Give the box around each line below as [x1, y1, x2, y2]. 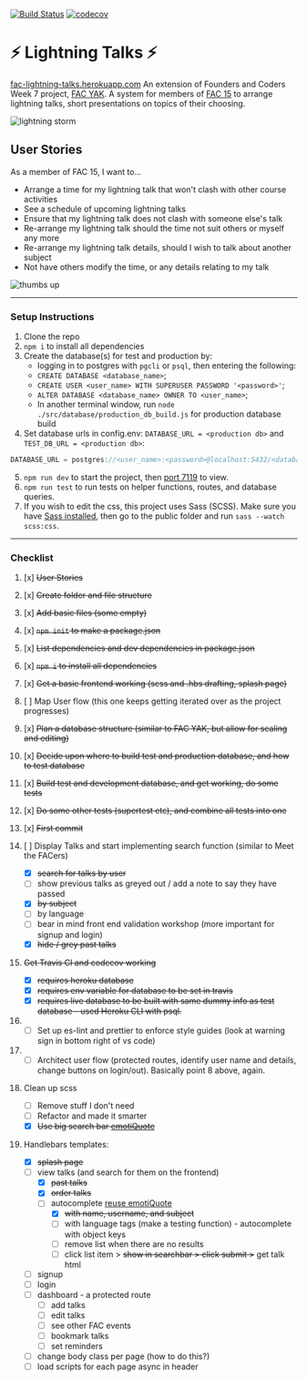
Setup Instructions [10, 310, 95, 323]
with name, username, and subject [64, 1208, 195, 1219]
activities [23, 193, 58, 204]
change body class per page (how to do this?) [36, 1351, 210, 1362]
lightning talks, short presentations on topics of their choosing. [10, 98, 246, 108]
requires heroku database [36, 974, 135, 985]
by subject [36, 898, 77, 909]
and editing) [23, 733, 69, 744]
